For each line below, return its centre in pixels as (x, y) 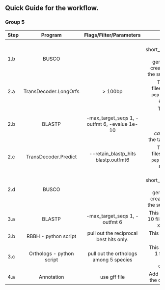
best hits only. (112, 239)
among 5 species (112, 259)
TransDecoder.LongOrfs (51, 91)
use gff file (112, 277)
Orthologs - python (51, 254)
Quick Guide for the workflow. (52, 8)
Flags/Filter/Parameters (112, 35)
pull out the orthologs (112, 254)
